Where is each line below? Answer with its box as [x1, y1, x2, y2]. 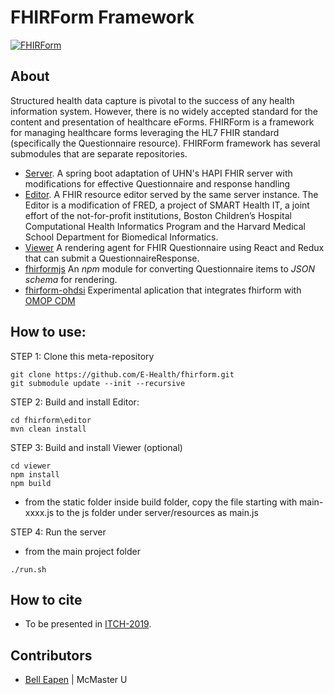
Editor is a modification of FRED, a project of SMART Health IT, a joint [24, 199, 310, 211]
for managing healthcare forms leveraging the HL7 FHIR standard [10, 126, 280, 138]
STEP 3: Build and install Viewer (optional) [10, 441, 183, 453]
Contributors [10, 647, 93, 664]
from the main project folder [24, 545, 141, 557]
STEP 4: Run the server [10, 526, 107, 538]
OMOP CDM [24, 294, 76, 306]
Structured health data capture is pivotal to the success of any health [10, 94, 295, 106]
